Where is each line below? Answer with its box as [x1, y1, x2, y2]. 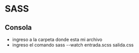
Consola [5, 23, 32, 32]
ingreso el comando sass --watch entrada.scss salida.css [12, 42, 134, 48]
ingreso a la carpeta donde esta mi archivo [12, 36, 103, 42]
